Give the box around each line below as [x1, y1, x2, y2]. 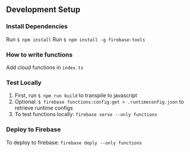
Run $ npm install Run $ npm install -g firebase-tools [6, 35, 145, 43]
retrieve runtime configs [14, 104, 74, 111]
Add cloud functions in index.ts [6, 64, 84, 71]
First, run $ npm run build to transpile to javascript [14, 92, 138, 99]
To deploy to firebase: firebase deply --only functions [6, 138, 142, 146]
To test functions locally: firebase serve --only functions [14, 111, 158, 118]
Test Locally [6, 78, 42, 87]
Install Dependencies [6, 22, 68, 31]
